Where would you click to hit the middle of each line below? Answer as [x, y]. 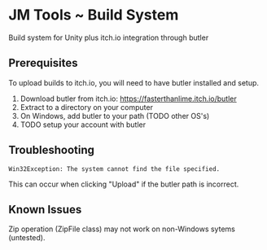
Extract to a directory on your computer [86, 107]
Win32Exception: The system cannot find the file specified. [114, 169]
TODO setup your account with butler [83, 125]
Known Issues [45, 209]
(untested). [27, 238]
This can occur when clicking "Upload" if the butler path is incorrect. [124, 184]
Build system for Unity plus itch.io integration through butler [109, 37]
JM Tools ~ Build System [94, 15]
